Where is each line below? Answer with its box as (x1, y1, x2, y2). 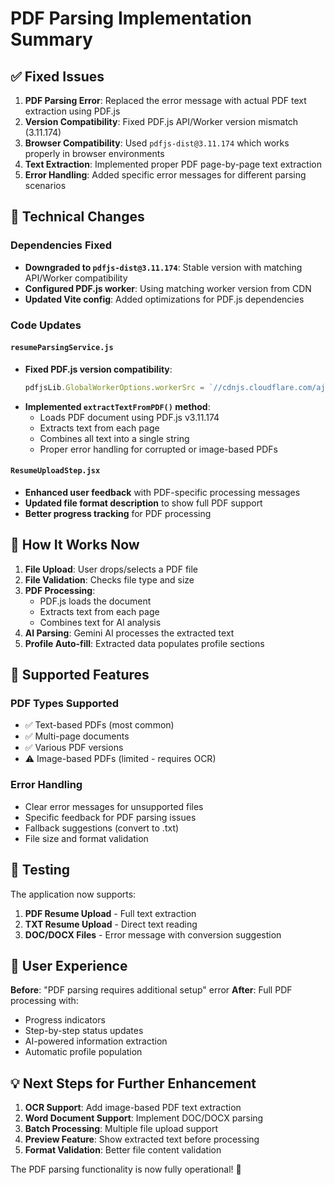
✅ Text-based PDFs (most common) (24, 719, 175, 731)
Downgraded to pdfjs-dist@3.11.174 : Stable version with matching (24, 261, 303, 273)
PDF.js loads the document (39, 595, 152, 607)
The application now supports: (10, 888, 137, 900)
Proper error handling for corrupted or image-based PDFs (39, 443, 278, 455)
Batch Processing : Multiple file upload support (24, 1123, 219, 1135)
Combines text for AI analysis (39, 616, 162, 628)
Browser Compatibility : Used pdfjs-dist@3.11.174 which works (24, 137, 290, 149)
